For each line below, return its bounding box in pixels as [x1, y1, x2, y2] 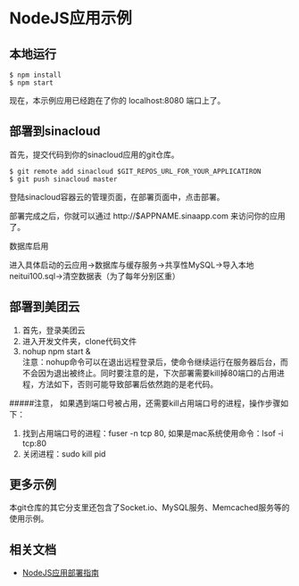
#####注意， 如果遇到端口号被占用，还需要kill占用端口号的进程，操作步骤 [9, 398, 281, 409]
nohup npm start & [21, 345, 91, 357]
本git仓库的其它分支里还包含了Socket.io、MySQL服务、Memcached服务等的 [9, 502, 290, 513]
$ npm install [9, 70, 62, 79]
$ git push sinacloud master [9, 175, 118, 184]
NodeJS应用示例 [9, 8, 132, 29]
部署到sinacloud [9, 124, 101, 139]
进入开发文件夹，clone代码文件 [21, 335, 137, 346]
